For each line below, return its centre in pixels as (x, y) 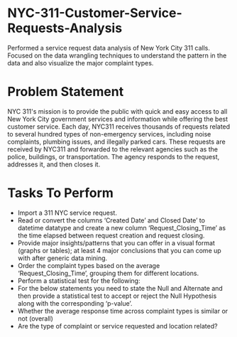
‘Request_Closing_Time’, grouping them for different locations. (108, 273)
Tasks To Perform (60, 193)
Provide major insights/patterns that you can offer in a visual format (116, 242)
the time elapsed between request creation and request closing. (111, 235)
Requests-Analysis (65, 28)
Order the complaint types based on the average (89, 265)
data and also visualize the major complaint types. (81, 63)
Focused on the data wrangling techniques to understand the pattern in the (117, 55)
